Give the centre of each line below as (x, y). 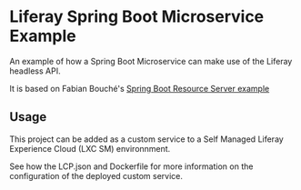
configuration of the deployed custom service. (96, 175)
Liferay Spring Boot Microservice (137, 17)
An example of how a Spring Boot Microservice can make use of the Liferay (151, 61)
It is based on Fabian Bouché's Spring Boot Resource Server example (140, 88)
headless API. (35, 71)
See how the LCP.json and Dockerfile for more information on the (131, 166)
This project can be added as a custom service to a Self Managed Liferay (146, 139)
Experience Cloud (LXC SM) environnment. (90, 148)
